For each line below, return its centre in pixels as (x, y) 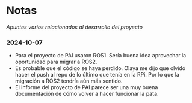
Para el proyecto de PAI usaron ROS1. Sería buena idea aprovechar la (101, 56)
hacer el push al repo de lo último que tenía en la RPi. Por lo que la (97, 75)
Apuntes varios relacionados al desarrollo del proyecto (75, 27)
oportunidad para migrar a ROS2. (56, 62)
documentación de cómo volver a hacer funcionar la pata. (87, 94)
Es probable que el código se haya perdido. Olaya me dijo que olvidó (100, 68)
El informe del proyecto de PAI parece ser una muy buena (86, 87)
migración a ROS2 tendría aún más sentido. (69, 81)
